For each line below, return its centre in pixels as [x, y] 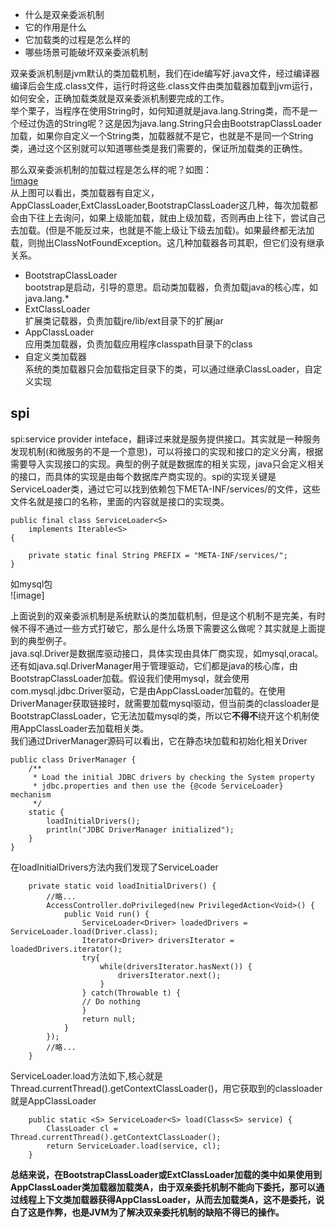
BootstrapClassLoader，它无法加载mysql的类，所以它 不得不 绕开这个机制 [160, 715]
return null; [109, 1019]
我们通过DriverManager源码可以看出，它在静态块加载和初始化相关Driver [159, 740]
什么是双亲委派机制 [64, 14]
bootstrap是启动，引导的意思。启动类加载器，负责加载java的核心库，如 [171, 287]
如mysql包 [31, 584]
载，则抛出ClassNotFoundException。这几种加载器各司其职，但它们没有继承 [167, 242]
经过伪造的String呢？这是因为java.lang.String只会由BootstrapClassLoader [170, 123]
